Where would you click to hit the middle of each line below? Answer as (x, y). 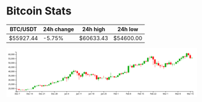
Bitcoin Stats (39, 11)
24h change (59, 29)
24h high (94, 29)
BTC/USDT (24, 29)
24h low (128, 29)
